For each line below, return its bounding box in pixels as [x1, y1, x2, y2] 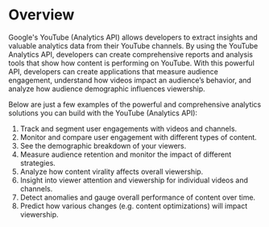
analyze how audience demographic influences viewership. [8, 83, 205, 94]
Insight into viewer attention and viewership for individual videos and [19, 175, 248, 185]
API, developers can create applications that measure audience [8, 66, 219, 76]
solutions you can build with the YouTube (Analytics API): [8, 107, 198, 118]
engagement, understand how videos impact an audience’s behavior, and [8, 75, 252, 85]
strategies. [19, 158, 56, 167]
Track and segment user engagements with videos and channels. [19, 124, 238, 133]
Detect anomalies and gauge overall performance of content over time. [19, 192, 256, 202]
